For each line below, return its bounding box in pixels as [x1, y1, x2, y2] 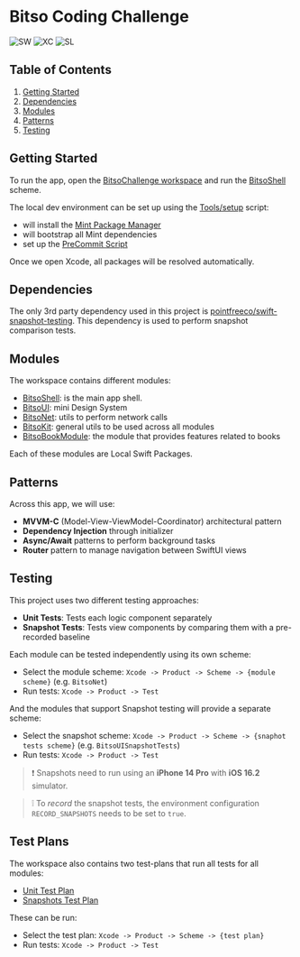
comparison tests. [9, 325, 77, 336]
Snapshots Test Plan [22, 895, 99, 906]
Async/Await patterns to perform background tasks [22, 535, 216, 546]
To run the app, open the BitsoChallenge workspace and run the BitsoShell [9, 174, 286, 186]
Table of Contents [9, 62, 113, 78]
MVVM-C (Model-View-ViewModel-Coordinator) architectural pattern [22, 516, 282, 527]
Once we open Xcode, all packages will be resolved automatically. [9, 255, 255, 267]
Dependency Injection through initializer [22, 526, 174, 536]
